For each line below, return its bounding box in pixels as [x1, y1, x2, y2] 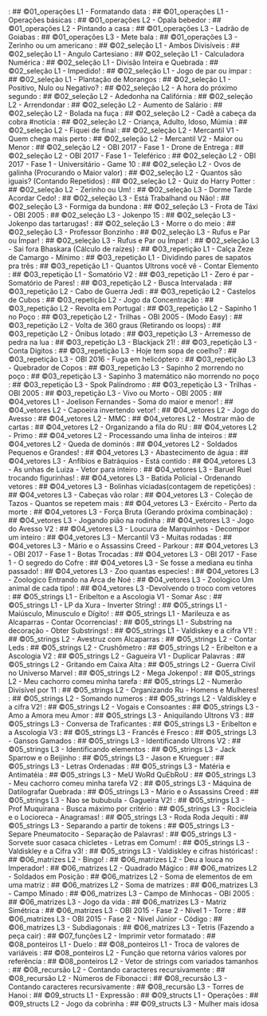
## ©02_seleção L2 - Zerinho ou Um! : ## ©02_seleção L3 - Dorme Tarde [8, 185, 253, 194]
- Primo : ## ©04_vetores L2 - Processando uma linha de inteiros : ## [8, 431, 238, 440]
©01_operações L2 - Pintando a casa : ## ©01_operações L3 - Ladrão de [8, 24, 249, 33]
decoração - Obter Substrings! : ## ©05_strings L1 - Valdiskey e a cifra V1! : [8, 626, 257, 635]
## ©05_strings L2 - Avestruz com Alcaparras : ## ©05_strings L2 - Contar [8, 635, 257, 643]
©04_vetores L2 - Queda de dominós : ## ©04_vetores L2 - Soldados [8, 439, 238, 449]
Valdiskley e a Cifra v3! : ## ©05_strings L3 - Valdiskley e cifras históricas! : [8, 846, 257, 856]
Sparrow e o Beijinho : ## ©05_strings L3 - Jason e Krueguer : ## [8, 753, 225, 762]
